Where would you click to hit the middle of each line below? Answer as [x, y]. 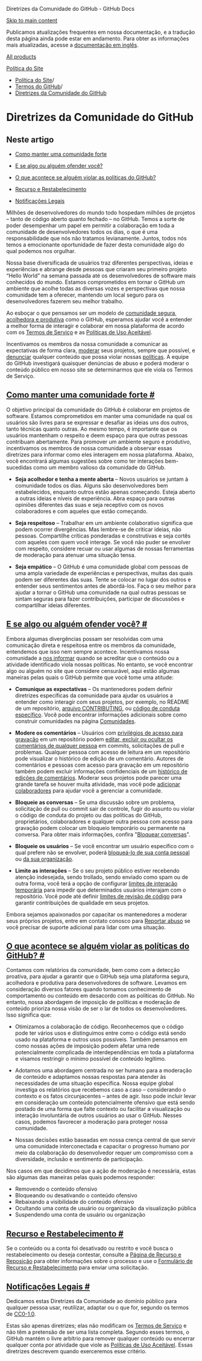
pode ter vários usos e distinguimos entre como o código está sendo [100, 1033]
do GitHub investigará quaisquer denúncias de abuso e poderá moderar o [98, 363]
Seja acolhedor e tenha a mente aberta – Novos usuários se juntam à [102, 479]
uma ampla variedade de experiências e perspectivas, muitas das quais [104, 573]
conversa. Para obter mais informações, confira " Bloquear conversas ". [103, 834]
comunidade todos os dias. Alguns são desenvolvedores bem [91, 485]
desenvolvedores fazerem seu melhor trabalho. [65, 301]
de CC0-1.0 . [21, 1314]
